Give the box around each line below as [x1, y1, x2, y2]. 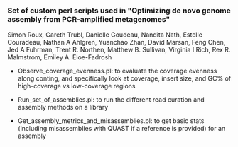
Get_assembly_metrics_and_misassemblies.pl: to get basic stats [17, 117, 205, 125]
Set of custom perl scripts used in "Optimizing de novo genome [7, 6, 231, 16]
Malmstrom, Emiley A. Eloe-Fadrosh [7, 53, 112, 61]
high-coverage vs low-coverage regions [17, 82, 136, 90]
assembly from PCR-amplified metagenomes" [7, 14, 171, 24]
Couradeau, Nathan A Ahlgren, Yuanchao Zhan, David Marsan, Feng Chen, [7, 38, 226, 47]
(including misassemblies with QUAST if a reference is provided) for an [17, 124, 226, 133]
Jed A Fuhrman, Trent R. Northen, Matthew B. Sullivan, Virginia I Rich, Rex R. [7, 45, 231, 54]
